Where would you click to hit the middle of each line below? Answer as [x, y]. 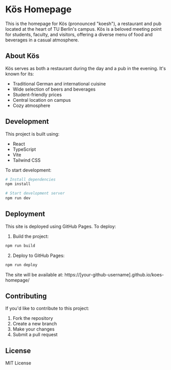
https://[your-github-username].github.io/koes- [114, 274]
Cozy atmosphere [31, 105]
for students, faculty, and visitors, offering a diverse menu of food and [79, 34]
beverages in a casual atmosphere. [42, 40]
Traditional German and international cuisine [59, 83]
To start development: [29, 170]
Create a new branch [35, 324]
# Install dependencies [31, 179]
